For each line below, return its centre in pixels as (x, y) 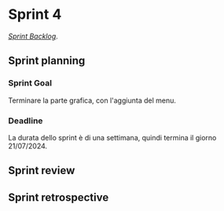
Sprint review (42, 171)
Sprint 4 (35, 15)
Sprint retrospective (59, 197)
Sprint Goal (30, 83)
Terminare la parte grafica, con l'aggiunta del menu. (92, 100)
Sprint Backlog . (33, 36)
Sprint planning (47, 61)
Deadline (26, 121)
